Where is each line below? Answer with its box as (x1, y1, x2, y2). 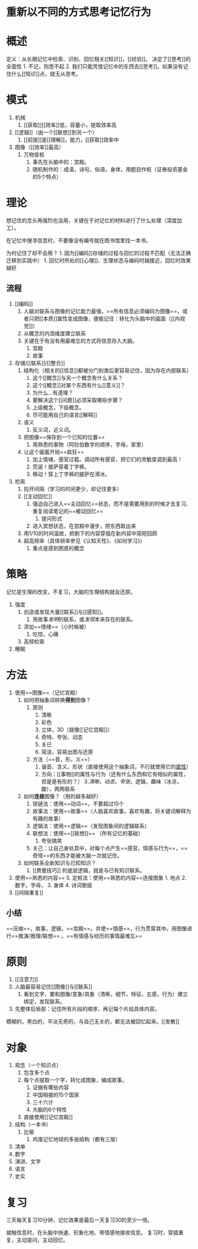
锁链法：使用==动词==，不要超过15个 (32, 800, 124, 807)
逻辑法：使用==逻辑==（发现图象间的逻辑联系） (32, 822, 150, 830)
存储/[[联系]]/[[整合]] (14, 359, 65, 366)
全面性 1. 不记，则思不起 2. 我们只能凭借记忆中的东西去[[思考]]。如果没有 (6, 63, 183, 70)
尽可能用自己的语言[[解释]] (32, 411, 98, 418)
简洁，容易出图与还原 (41, 748, 93, 755)
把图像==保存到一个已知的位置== (23, 433, 105, 440)
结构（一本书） (14, 1121, 51, 1128)
